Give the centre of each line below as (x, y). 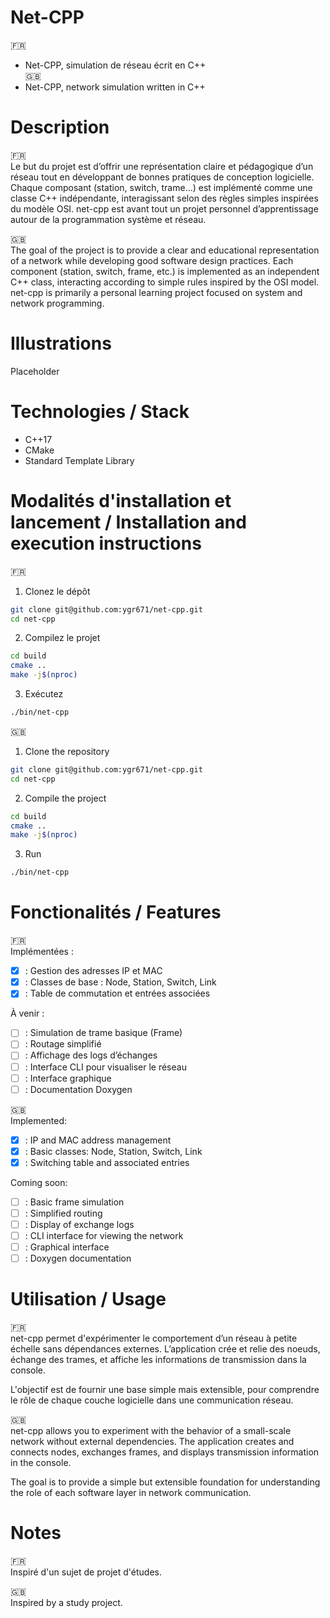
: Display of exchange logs (79, 1224)
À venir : (27, 1013)
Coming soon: (39, 1182)
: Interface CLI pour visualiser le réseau (105, 1067)
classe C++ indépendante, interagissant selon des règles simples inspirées (164, 198)
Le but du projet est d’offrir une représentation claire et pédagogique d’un (162, 166)
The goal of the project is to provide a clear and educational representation (165, 250)
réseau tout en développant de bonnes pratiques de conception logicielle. (162, 177)
